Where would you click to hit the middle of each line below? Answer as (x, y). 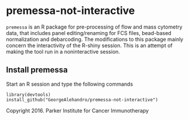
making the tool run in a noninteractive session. (63, 51)
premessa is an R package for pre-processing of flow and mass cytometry (94, 27)
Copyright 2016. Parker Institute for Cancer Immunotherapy (78, 110)
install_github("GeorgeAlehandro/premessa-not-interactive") (82, 100)
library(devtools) (28, 94)
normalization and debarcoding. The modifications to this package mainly (95, 39)
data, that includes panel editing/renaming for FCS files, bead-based (89, 33)
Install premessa (37, 70)
